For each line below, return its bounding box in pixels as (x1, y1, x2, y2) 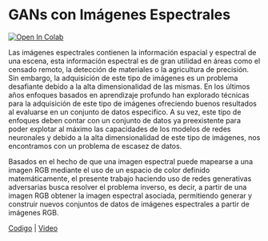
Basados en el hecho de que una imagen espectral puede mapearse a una (8, 156, 254, 166)
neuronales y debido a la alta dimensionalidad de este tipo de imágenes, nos (8, 132, 261, 142)
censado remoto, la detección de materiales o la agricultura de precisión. (8, 64, 250, 74)
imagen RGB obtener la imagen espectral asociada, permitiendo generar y (8, 191, 253, 200)
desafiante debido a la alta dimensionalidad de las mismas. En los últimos (8, 82, 250, 91)
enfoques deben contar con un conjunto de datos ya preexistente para (8, 115, 242, 125)
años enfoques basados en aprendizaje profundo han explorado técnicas (8, 90, 250, 99)
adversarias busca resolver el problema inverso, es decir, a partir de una (8, 182, 247, 191)
